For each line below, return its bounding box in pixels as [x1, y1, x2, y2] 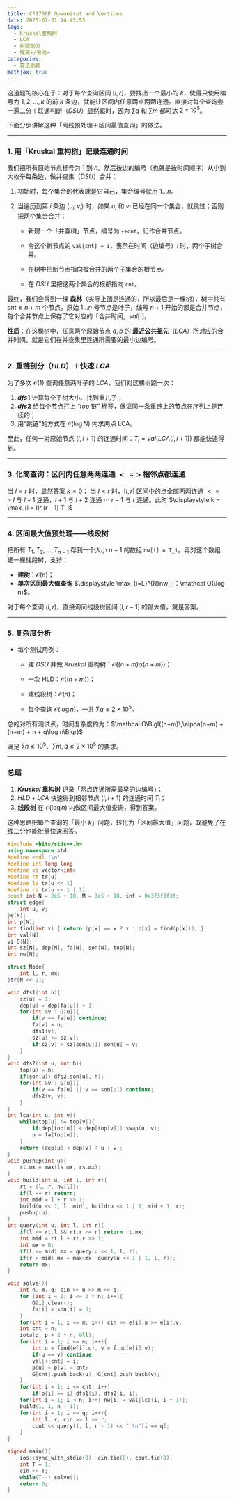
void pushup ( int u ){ [7, 1157, 68, 1164]
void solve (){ [7, 1280, 49, 1287]
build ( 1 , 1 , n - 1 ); [19, 1403, 79, 1410]
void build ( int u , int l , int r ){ [7, 1177, 108, 1184]
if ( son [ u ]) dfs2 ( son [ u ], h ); [19, 1073, 104, 1080]
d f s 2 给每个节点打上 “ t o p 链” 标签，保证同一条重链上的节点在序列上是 [17, 402, 218, 410]
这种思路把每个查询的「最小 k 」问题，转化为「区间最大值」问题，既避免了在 [7, 818, 226, 827]
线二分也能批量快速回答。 [7, 827, 81, 836]
